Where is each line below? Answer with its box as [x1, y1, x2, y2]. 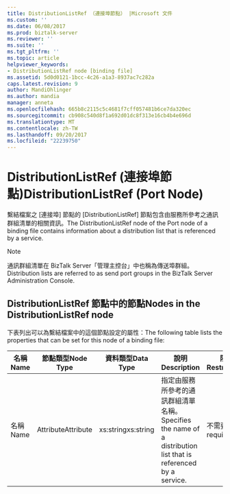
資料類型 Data [105, 353, 149, 363]
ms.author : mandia [7, 93, 60, 100]
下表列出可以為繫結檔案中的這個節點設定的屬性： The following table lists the [7, 328, 222, 336]
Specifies [160, 415, 192, 425]
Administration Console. [7, 277, 75, 285]
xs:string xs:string [99, 425, 155, 434]
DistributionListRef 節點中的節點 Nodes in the [7, 298, 201, 309]
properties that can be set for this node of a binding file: [7, 336, 165, 344]
